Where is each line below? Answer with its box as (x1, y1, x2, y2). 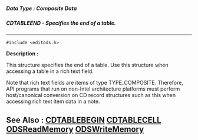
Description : (6, 50, 39, 57)
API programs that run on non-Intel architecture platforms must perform (6, 85, 180, 92)
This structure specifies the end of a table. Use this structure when (6, 62, 169, 69)
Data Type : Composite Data (6, 5, 77, 12)
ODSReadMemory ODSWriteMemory (6, 124, 144, 134)
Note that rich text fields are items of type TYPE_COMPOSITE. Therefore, (6, 79, 184, 86)
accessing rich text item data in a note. (6, 98, 100, 105)
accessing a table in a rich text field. (6, 68, 94, 75)
